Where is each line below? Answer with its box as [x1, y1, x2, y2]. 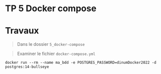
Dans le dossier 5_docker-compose [17, 41, 85, 47]
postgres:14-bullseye [5, 64, 49, 70]
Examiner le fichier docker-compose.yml [17, 51, 95, 56]
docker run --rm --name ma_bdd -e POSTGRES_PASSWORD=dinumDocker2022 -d [5, 60, 157, 65]
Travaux [5, 25, 39, 37]
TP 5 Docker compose [5, 3, 97, 14]
